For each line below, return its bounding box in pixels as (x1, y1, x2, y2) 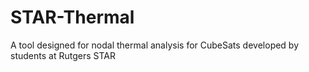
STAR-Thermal (10, 6, 135, 29)
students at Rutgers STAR (10, 49, 116, 61)
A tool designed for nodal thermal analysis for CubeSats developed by (10, 39, 300, 51)
